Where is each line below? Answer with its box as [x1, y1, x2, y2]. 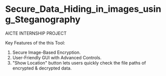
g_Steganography [5, 14, 81, 25]
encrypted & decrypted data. [12, 65, 72, 71]
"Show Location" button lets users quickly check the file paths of [12, 60, 146, 66]
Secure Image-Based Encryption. [12, 49, 81, 55]
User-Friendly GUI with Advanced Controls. [12, 54, 102, 60]
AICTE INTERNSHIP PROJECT [5, 30, 67, 36]
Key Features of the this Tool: [5, 39, 66, 45]
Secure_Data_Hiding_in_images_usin [5, 3, 162, 15]
